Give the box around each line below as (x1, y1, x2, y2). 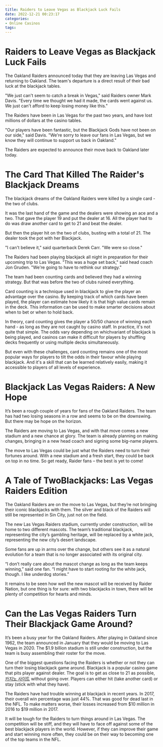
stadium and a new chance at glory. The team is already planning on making (5, 432, 158, 439)
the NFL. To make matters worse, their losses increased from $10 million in (5, 701, 155, 707)
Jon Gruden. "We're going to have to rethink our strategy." (5, 264, 122, 270)
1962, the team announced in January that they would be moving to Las (5, 640, 149, 646)
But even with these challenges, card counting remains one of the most (5, 349, 148, 354)
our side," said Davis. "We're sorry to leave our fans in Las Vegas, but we (5, 132, 152, 138)
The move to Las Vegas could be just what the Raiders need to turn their (5, 447, 150, 453)
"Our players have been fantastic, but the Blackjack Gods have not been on (5, 127, 156, 133)
